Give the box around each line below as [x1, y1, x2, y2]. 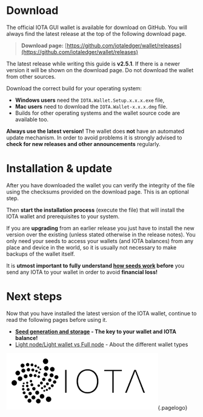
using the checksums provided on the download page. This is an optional [6, 188, 189, 195]
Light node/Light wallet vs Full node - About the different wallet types [15, 341, 188, 348]
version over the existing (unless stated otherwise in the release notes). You [6, 231, 196, 238]
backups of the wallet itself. [6, 250, 75, 258]
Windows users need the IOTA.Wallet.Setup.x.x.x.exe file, [15, 96, 165, 104]
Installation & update [6, 162, 113, 176]
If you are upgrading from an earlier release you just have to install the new [6, 224, 195, 232]
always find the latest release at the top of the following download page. [6, 30, 187, 37]
